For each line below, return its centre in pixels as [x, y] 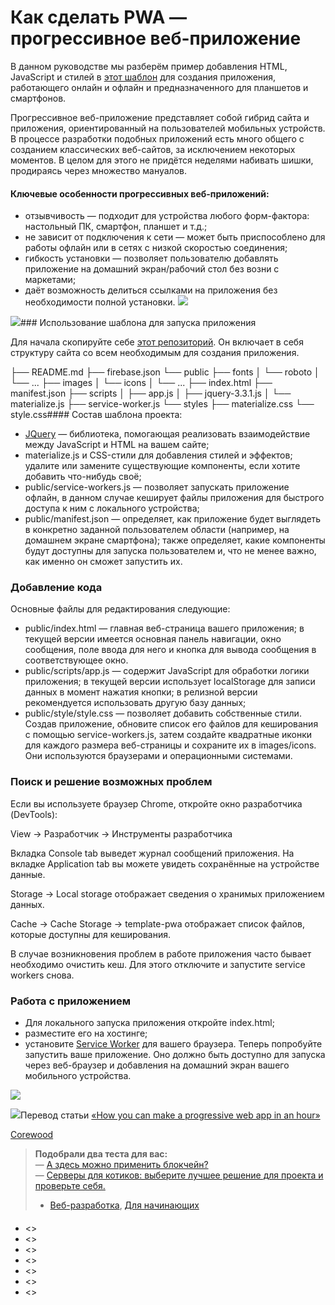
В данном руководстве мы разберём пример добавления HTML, [149, 66]
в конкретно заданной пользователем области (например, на [157, 530]
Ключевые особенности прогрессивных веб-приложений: [140, 193]
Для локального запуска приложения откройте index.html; [149, 1023]
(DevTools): [34, 814]
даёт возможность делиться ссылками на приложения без [151, 290]
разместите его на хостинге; [86, 1033]
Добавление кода [56, 588]
